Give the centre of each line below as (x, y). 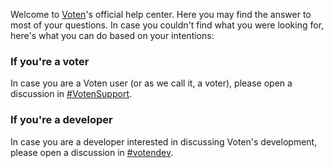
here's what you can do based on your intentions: (112, 35)
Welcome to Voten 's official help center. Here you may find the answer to (161, 14)
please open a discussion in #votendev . (92, 152)
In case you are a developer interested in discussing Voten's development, (164, 141)
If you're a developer (61, 120)
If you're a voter (50, 61)
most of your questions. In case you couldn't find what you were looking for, (167, 25)
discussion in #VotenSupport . (71, 94)
